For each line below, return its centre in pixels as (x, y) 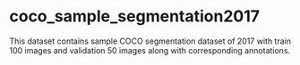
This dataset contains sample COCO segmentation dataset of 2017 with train (150, 41)
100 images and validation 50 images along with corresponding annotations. (150, 50)
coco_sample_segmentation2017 (135, 16)
